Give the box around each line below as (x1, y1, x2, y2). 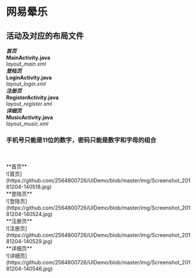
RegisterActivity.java (6, 94, 59, 101)
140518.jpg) (23, 184, 52, 191)
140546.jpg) (23, 265, 53, 272)
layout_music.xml (6, 120, 49, 127)
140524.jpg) (23, 211, 53, 218)
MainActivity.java (6, 54, 51, 61)
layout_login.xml (6, 80, 46, 87)
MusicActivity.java (6, 114, 53, 121)
